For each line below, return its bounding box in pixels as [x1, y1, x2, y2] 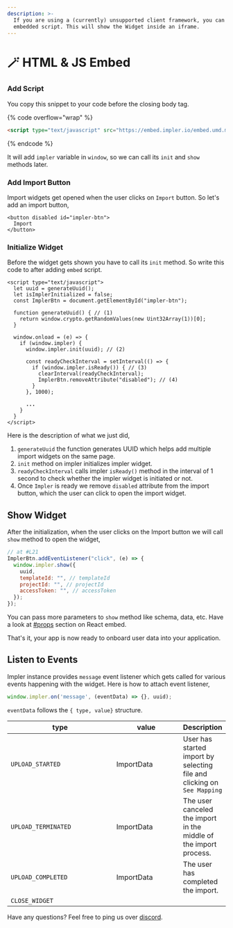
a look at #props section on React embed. [7, 621, 127, 629]
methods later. [7, 160, 49, 168]
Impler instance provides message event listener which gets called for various [7, 672, 226, 680]
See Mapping [182, 786, 223, 794]
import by [182, 751, 215, 761]
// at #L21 [7, 549, 39, 556]
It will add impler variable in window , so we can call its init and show [7, 152, 200, 161]
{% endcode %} [7, 139, 53, 147]
